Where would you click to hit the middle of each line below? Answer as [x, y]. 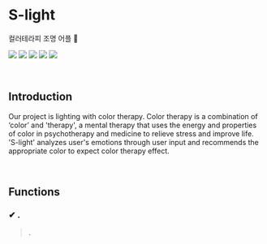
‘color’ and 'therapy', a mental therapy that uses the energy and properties [133, 125]
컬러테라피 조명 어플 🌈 [43, 38]
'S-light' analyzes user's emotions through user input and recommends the [134, 142]
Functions [34, 192]
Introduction [41, 97]
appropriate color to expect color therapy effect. [89, 151]
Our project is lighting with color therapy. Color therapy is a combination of [133, 116]
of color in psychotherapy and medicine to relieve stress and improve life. [131, 133]
